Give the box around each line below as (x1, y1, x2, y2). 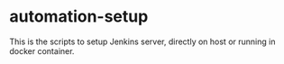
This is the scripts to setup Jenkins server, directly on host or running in (9, 36, 276, 47)
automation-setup (9, 6, 149, 27)
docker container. (9, 45, 75, 56)
